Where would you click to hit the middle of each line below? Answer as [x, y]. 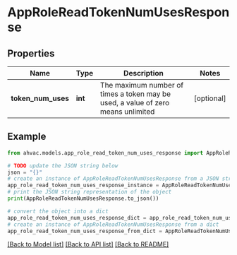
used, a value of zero [135, 103]
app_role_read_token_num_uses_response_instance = [83, 185]
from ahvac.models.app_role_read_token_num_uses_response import [105, 153]
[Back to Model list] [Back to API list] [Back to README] [88, 244]
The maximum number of [142, 85]
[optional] [210, 98]
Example [27, 137]
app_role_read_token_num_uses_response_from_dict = [85, 231]
